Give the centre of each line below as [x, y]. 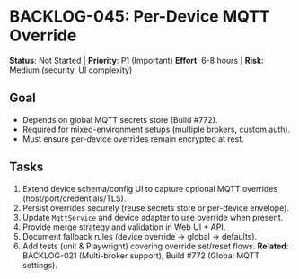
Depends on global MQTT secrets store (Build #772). [120, 119]
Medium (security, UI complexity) [71, 70]
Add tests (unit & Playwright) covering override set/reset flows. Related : [155, 246]
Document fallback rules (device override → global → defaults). [140, 236]
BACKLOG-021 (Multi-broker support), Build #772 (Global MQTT [141, 255]
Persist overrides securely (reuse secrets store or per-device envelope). [156, 207]
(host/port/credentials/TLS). [74, 198]
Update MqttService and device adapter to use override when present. [153, 217]
